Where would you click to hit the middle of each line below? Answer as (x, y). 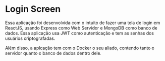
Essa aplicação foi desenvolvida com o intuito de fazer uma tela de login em (82, 23)
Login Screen (33, 9)
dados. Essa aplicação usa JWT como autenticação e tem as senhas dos (80, 33)
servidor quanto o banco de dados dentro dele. (53, 53)
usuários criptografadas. (30, 38)
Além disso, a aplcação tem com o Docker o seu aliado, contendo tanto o (80, 48)
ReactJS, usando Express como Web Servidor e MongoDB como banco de (81, 28)
